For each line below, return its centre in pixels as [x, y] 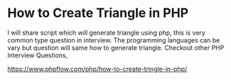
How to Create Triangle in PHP [98, 13]
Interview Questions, [38, 55]
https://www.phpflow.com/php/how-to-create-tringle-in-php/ [97, 69]
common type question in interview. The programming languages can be [114, 40]
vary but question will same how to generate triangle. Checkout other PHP [116, 47]
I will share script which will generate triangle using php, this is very [107, 33]
